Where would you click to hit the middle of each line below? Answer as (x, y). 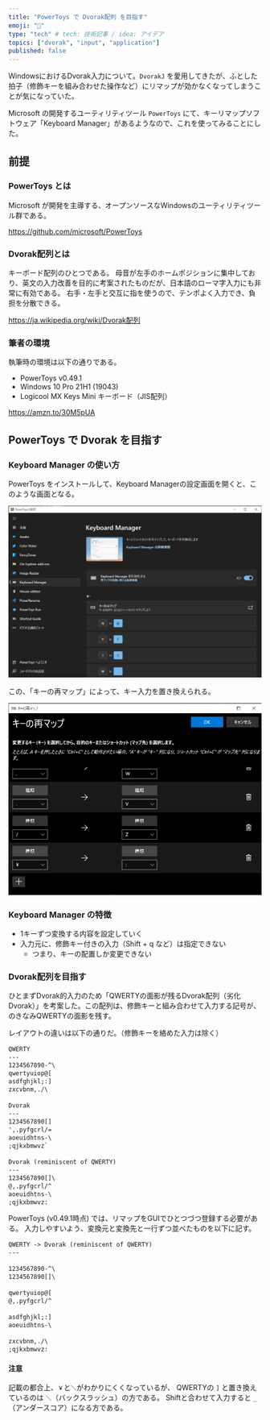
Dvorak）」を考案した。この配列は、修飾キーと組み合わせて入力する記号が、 (135, 1006)
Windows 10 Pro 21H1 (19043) (69, 387)
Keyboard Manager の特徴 (60, 915)
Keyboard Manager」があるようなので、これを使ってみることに (149, 123)
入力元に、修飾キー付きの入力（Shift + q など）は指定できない (123, 944)
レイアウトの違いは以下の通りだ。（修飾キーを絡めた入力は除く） (116, 1033)
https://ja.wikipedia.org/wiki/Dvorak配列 (74, 320)
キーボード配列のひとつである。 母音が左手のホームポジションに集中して (129, 273)
